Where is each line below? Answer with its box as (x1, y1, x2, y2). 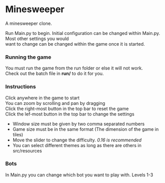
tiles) (12, 131, 23, 137)
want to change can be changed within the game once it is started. (5, 41, 145, 47)
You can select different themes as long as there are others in (12, 142, 142, 148)
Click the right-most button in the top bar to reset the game (5, 105, 129, 112)
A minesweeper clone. (5, 20, 52, 26)
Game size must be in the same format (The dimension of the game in (12, 126, 159, 132)
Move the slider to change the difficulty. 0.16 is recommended (12, 137, 142, 143)
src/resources (12, 148, 42, 154)
